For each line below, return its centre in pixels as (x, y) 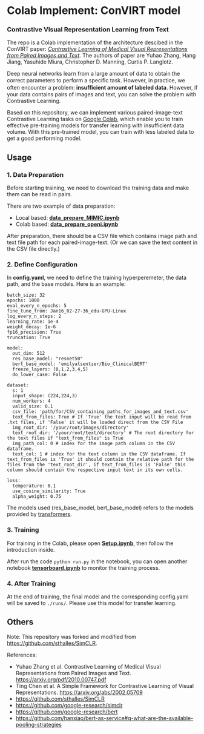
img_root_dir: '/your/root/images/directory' (71, 428)
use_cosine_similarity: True (49, 491)
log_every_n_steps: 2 (34, 316)
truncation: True (29, 338)
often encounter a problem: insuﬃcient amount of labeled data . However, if (102, 88)
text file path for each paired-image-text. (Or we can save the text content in (102, 242)
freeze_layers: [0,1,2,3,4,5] (50, 369)
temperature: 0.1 (34, 486)
